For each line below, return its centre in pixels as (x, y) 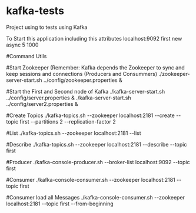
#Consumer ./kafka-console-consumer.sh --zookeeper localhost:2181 (91, 179)
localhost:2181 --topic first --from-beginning (60, 204)
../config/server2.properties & (42, 104)
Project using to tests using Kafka (47, 27)
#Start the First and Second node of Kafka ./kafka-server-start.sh (86, 91)
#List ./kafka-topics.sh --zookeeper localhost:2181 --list (74, 133)
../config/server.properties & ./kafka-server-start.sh (69, 98)
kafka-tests (35, 11)
